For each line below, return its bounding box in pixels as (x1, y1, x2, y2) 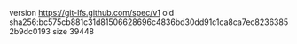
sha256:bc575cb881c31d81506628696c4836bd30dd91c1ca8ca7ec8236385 (9, 17, 289, 27)
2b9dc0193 (9, 26, 51, 36)
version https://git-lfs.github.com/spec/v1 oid (9, 8, 175, 18)
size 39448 (52, 26, 95, 36)
